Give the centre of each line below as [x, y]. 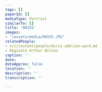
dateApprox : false [24, 64]
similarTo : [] [20, 23]
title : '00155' [21, 28]
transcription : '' [24, 78]
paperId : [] [17, 14]
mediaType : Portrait [26, 19]
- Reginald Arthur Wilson [31, 50]
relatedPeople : [21, 42]
